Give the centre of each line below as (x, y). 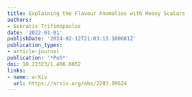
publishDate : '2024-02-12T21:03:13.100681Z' (72, 39)
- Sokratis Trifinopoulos (44, 26)
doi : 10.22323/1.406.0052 (44, 64)
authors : (20, 20)
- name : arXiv (27, 77)
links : (16, 70)
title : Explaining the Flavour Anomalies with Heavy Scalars (96, 13)
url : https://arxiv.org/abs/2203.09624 (70, 83)
